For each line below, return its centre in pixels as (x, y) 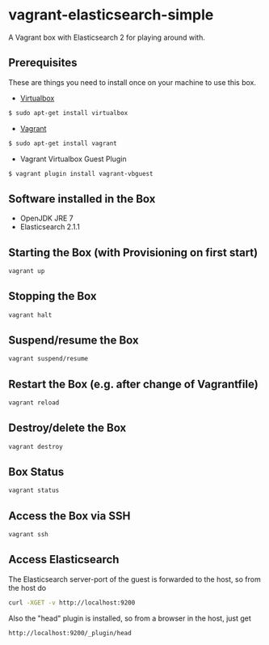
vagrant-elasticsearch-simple (111, 15)
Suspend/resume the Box (74, 340)
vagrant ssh (28, 535)
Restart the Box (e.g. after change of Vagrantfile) (133, 384)
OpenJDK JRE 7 (47, 218)
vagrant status (34, 491)
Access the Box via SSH (69, 516)
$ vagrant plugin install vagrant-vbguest (81, 173)
